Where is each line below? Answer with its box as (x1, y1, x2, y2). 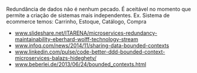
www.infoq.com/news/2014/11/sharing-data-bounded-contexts (14, 42, 169, 49)
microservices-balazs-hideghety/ (14, 55, 97, 61)
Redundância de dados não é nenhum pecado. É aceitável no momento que (6, 6, 191, 12)
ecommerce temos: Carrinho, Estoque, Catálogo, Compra (6, 18, 147, 25)
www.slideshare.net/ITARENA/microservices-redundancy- (14, 29, 157, 36)
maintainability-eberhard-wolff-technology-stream (14, 36, 138, 42)
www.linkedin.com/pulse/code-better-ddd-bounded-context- (14, 48, 166, 55)
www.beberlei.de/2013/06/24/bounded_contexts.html (14, 61, 147, 68)
